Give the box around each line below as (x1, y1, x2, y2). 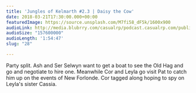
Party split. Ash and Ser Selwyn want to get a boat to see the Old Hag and (6, 62, 184, 69)
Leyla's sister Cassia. (6, 80, 57, 87)
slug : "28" (6, 41, 33, 47)
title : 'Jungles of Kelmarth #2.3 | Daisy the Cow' (6, 8, 134, 15)
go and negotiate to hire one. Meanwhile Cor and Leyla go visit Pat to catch (6, 68, 187, 75)
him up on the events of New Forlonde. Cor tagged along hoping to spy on (6, 74, 185, 81)
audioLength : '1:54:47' (6, 35, 64, 41)
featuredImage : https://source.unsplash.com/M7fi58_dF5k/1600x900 (6, 19, 171, 25)
